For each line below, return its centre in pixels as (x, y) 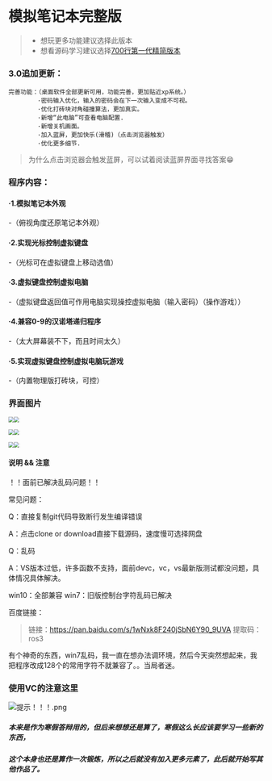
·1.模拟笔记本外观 (37, 203)
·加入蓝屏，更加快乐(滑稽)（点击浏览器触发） (103, 135)
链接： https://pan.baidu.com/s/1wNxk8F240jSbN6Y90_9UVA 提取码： (145, 629)
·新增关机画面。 (60, 127)
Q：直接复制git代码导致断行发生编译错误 (75, 516)
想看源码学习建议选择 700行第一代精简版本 (110, 50)
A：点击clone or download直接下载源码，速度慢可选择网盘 (106, 533)
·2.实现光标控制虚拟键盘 (48, 242)
